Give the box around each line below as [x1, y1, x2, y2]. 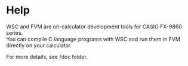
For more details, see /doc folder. [6, 53, 88, 60]
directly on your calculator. [6, 42, 72, 49]
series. [6, 29, 23, 36]
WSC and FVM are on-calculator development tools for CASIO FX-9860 [6, 23, 182, 30]
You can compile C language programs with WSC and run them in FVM [6, 35, 181, 42]
